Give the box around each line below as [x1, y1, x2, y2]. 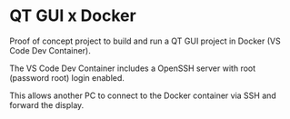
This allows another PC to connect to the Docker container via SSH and [9, 90, 277, 101]
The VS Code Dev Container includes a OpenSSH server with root [9, 63, 256, 74]
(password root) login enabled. [9, 72, 125, 83]
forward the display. [9, 99, 85, 110]
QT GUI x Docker [9, 5, 136, 26]
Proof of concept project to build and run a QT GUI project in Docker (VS [9, 35, 281, 46]
